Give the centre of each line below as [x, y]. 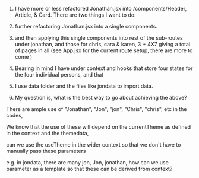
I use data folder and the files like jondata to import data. [84, 86]
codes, [15, 115]
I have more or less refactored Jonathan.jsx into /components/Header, [101, 9]
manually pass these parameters [46, 151]
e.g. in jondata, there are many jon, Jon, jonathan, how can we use [88, 162]
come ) [23, 57]
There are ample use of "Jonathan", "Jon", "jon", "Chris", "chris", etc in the [97, 109]
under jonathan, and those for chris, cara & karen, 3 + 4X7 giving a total [102, 44]
